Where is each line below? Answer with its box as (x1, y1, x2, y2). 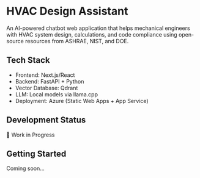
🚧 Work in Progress (6, 131, 55, 138)
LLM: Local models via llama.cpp (15, 90, 98, 98)
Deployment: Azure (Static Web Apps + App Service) (15, 97, 149, 104)
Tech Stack (6, 55, 50, 65)
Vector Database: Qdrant (15, 84, 78, 91)
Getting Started (6, 148, 67, 159)
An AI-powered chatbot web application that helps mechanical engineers (6, 24, 191, 32)
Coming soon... (6, 165, 45, 172)
